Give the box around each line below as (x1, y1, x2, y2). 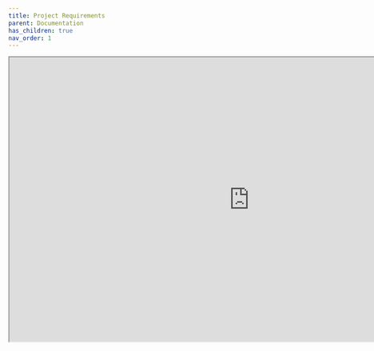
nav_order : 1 (8, 34, 52, 42)
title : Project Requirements (8, 11, 105, 20)
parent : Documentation (8, 19, 84, 27)
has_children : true (8, 26, 74, 34)
